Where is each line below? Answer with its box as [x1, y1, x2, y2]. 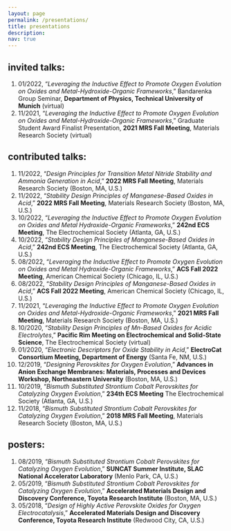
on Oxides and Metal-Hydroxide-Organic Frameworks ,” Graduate [17, 116, 205, 124]
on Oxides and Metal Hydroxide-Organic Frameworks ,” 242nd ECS [17, 220, 210, 229]
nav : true [8, 36, 37, 43]
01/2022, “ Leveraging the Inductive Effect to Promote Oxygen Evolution [17, 79, 222, 88]
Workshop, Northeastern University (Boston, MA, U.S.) [17, 374, 178, 383]
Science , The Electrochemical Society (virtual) [17, 338, 151, 346]
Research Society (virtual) [17, 131, 93, 139]
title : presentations [8, 23, 71, 30]
